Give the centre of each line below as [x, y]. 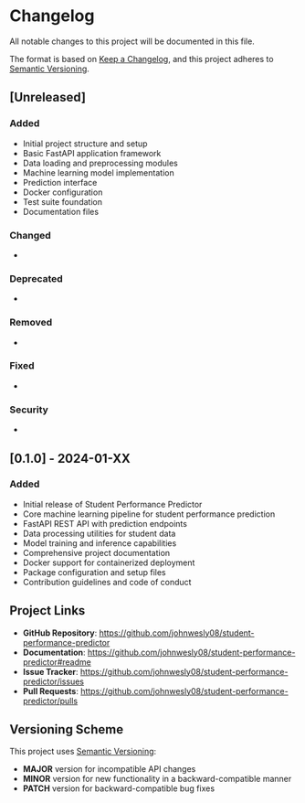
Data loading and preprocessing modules [100, 163]
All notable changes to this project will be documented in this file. [132, 41]
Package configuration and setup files [94, 572]
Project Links [47, 610]
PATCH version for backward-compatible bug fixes [119, 788]
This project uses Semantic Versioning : [83, 752]
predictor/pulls [50, 701]
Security [29, 410]
